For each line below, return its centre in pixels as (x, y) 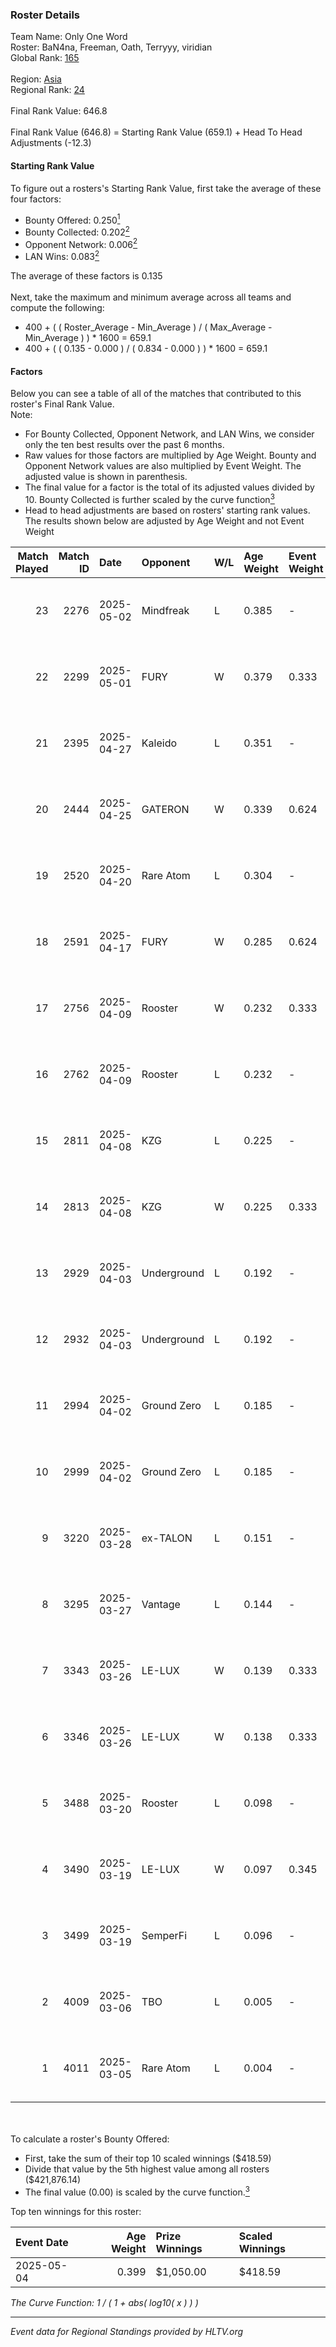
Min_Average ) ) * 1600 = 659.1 (88, 338)
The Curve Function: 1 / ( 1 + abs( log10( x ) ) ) (104, 2302)
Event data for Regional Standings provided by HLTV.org (127, 2331)
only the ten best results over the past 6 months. (124, 445)
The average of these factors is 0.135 (86, 276)
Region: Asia (36, 79)
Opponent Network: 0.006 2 (81, 243)
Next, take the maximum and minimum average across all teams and (151, 297)
